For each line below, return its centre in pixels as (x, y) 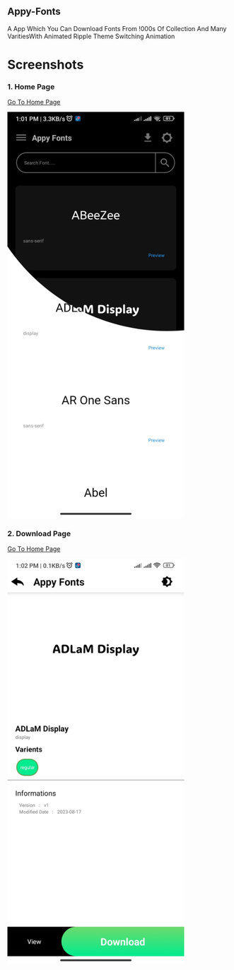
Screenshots (46, 65)
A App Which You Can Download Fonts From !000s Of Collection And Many (117, 28)
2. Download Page (39, 533)
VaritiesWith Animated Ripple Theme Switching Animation (91, 36)
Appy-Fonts (34, 12)
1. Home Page (31, 86)
